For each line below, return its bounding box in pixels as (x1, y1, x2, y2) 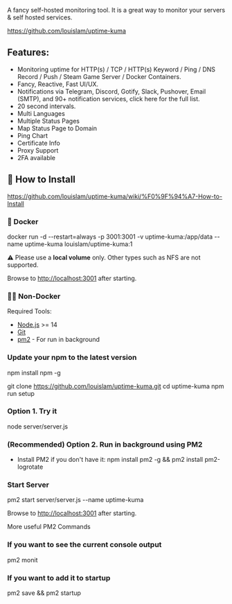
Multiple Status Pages (17, 117, 80, 125)
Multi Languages (17, 109, 66, 117)
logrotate (17, 463, 44, 471)
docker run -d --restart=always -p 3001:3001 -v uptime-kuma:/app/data (7, 232, 213, 241)
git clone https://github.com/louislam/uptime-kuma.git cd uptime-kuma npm (7, 381, 224, 390)
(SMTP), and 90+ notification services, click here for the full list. (17, 94, 200, 103)
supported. (7, 260, 39, 269)
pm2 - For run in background (17, 336, 100, 344)
